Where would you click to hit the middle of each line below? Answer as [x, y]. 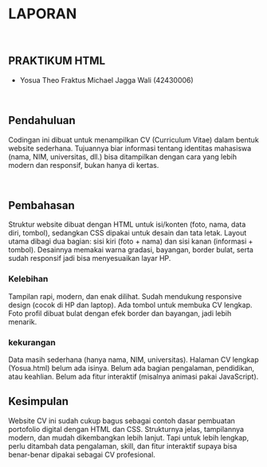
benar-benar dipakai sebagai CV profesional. [82, 454]
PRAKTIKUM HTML [57, 61]
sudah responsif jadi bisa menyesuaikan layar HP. [90, 259]
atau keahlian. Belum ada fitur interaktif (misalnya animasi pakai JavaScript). [133, 376]
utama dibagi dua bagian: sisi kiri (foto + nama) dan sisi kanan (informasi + [131, 241]
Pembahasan [42, 205]
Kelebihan [28, 279]
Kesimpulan [39, 401]
